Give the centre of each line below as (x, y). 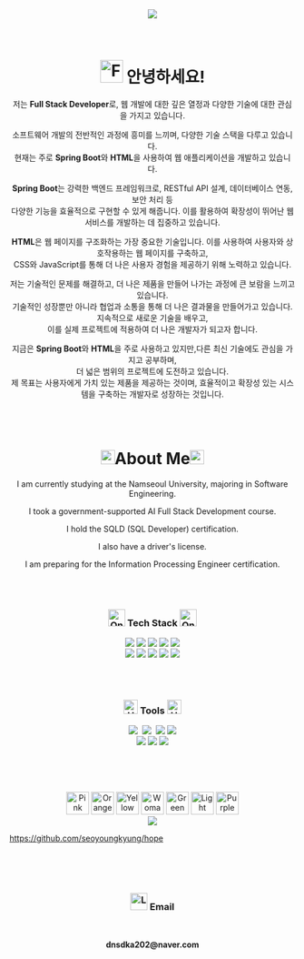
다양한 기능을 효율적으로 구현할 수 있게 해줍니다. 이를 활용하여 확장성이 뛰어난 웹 (152, 211)
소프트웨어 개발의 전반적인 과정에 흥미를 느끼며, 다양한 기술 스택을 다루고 (141, 135)
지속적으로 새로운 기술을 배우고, (152, 318)
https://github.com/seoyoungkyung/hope (86, 838)
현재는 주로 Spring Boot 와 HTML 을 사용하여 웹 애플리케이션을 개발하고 (140, 157)
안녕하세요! (166, 77)
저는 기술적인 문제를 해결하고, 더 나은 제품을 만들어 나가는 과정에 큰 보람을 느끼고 (152, 283)
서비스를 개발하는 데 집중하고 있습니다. (152, 222)
